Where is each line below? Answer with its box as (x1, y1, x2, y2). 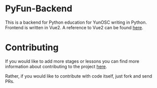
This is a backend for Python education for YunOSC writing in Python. (5, 19, 147, 25)
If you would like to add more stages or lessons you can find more (5, 58, 140, 64)
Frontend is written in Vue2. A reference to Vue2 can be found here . (5, 24, 143, 30)
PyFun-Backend (5, 3, 73, 14)
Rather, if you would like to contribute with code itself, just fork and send (5, 73, 152, 79)
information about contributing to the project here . (5, 63, 107, 69)
